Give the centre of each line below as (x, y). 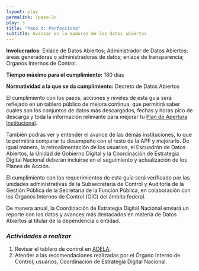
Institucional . (22, 123)
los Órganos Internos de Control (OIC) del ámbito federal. (76, 197)
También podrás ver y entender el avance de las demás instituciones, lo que (99, 135)
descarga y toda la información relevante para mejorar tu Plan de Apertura (97, 117)
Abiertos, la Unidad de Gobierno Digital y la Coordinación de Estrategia (93, 154)
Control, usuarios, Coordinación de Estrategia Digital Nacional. (91, 261)
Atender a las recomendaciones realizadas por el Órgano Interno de (97, 256)
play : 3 (16, 23)
